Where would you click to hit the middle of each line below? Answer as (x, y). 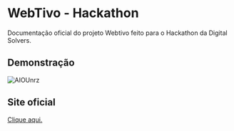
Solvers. (20, 40)
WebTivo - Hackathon (73, 13)
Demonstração (41, 63)
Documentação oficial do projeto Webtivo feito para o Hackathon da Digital (117, 33)
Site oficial (31, 102)
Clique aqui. (25, 120)
